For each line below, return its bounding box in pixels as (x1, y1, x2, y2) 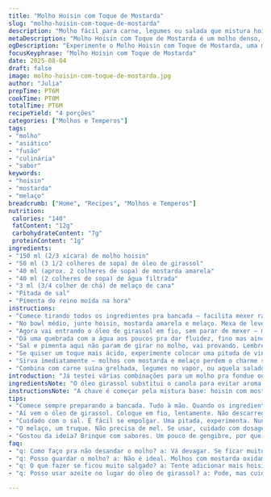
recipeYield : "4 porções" (8, 110, 95, 118)
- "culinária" (8, 154, 56, 162)
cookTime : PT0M (8, 94, 60, 102)
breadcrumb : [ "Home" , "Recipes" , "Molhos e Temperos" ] (8, 199, 197, 207)
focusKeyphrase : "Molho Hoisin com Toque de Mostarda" (8, 49, 197, 57)
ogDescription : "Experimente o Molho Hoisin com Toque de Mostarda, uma (8, 42, 258, 50)
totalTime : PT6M (8, 102, 63, 110)
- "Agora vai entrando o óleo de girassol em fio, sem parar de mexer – (8, 327, 258, 335)
